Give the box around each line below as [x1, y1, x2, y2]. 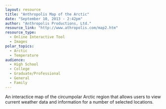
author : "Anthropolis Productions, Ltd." [5, 21, 92, 26]
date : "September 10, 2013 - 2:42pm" [5, 16, 83, 21]
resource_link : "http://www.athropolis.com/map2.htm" [5, 26, 119, 30]
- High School [9, 62, 39, 67]
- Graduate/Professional [9, 71, 61, 76]
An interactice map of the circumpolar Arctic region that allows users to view [5, 94, 161, 100]
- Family [9, 80, 28, 85]
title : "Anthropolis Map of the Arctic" [5, 12, 90, 17]
